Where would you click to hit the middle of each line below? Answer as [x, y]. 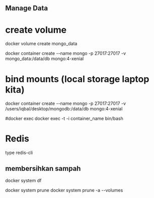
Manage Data [27, 8]
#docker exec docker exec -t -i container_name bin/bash [64, 119]
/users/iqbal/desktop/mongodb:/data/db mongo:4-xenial [64, 109]
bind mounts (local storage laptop [77, 79]
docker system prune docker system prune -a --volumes [64, 190]
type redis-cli [19, 153]
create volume [36, 30]
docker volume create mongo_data [41, 44]
